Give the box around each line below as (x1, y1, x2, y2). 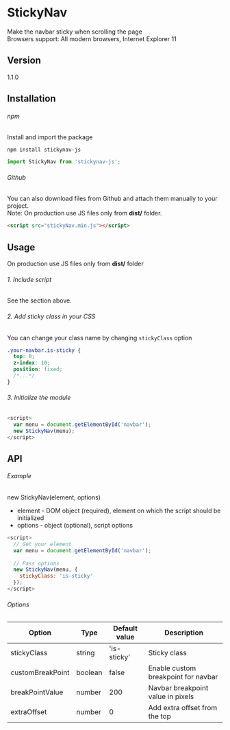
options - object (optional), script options (16, 521, 133, 530)
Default (112, 624, 138, 633)
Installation (7, 93, 56, 104)
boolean (76, 668, 103, 677)
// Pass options (13, 560, 60, 567)
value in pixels (148, 692, 194, 701)
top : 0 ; (13, 353, 36, 360)
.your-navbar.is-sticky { (7, 346, 81, 354)
